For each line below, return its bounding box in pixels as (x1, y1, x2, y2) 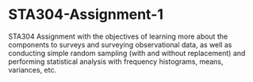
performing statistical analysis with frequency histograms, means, (8, 57, 224, 66)
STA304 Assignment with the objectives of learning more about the (8, 32, 228, 41)
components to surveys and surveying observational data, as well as (8, 39, 232, 49)
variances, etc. (8, 65, 57, 74)
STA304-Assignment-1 (8, 6, 164, 24)
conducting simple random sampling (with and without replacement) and (8, 48, 246, 58)
